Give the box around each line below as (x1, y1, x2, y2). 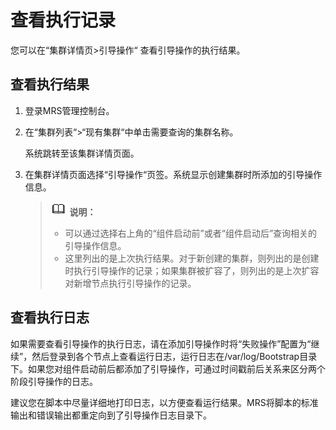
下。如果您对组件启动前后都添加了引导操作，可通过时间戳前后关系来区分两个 (10, 362, 326, 375)
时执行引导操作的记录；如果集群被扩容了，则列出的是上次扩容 (64, 264, 320, 276)
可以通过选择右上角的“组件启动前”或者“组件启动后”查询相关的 (64, 227, 318, 239)
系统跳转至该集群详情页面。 (24, 147, 140, 159)
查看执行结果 (10, 76, 90, 93)
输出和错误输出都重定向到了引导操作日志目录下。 (10, 409, 212, 421)
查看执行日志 (10, 309, 90, 326)
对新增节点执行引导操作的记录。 (64, 277, 197, 289)
